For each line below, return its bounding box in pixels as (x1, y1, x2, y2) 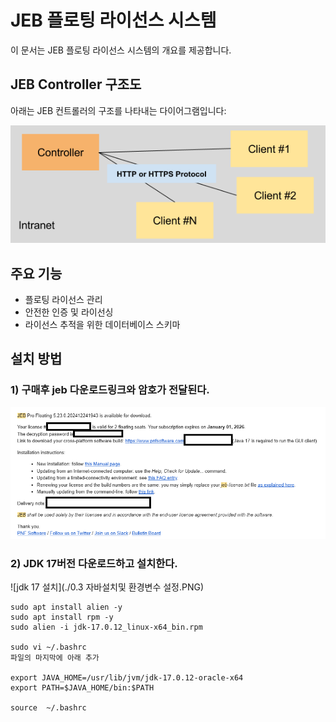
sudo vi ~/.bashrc (10, 642, 87, 652)
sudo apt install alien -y (10, 602, 123, 612)
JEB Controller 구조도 (10, 76, 142, 93)
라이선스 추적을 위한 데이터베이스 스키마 (24, 318, 181, 330)
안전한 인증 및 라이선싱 (24, 306, 114, 318)
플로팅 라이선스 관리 (24, 293, 103, 305)
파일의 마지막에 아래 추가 (10, 653, 100, 663)
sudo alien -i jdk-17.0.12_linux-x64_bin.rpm (10, 622, 203, 632)
